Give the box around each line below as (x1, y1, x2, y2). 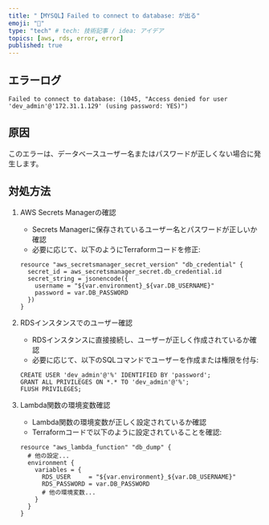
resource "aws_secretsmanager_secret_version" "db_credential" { (19, 260, 243, 269)
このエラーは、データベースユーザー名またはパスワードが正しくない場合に (8, 149, 255, 158)
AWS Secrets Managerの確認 (19, 207, 116, 217)
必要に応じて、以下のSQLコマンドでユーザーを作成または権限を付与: (31, 355, 259, 364)
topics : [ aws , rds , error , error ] (8, 34, 124, 43)
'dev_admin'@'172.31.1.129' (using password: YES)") (8, 102, 189, 110)
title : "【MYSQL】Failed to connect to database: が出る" (8, 11, 201, 20)
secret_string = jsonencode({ (27, 275, 128, 283)
